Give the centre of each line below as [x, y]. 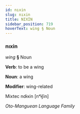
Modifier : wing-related [29, 87]
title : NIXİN [19, 19]
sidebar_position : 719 [29, 24]
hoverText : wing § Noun [30, 29]
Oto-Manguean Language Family [40, 106]
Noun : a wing [19, 77]
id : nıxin [16, 10]
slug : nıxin [18, 15]
